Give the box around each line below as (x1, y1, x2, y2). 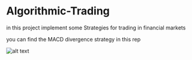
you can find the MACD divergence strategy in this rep (6, 35, 141, 43)
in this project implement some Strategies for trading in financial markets (6, 24, 186, 31)
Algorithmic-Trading (6, 4, 110, 18)
